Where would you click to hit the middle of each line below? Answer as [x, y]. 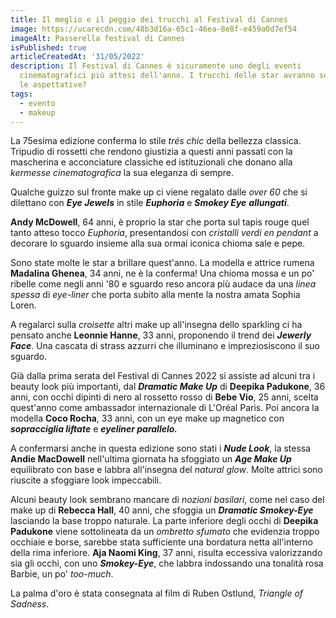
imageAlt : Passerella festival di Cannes [98, 38]
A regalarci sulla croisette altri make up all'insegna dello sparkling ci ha [156, 325]
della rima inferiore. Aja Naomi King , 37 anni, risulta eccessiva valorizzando [166, 553]
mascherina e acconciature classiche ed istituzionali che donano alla [151, 162]
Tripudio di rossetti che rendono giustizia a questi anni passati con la [151, 152]
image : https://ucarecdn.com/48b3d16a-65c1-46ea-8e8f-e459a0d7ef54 [154, 29]
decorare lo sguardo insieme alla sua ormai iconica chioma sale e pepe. [158, 243]
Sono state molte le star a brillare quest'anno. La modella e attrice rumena [162, 263]
